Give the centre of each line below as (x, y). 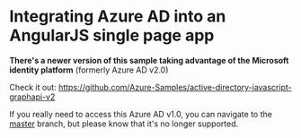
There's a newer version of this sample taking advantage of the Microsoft (149, 60)
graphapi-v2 (32, 97)
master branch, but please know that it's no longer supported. (124, 124)
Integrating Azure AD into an (118, 17)
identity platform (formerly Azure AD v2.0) (89, 70)
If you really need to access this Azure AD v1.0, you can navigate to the (141, 114)
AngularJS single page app (112, 35)
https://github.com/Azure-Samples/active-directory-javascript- (175, 87)
